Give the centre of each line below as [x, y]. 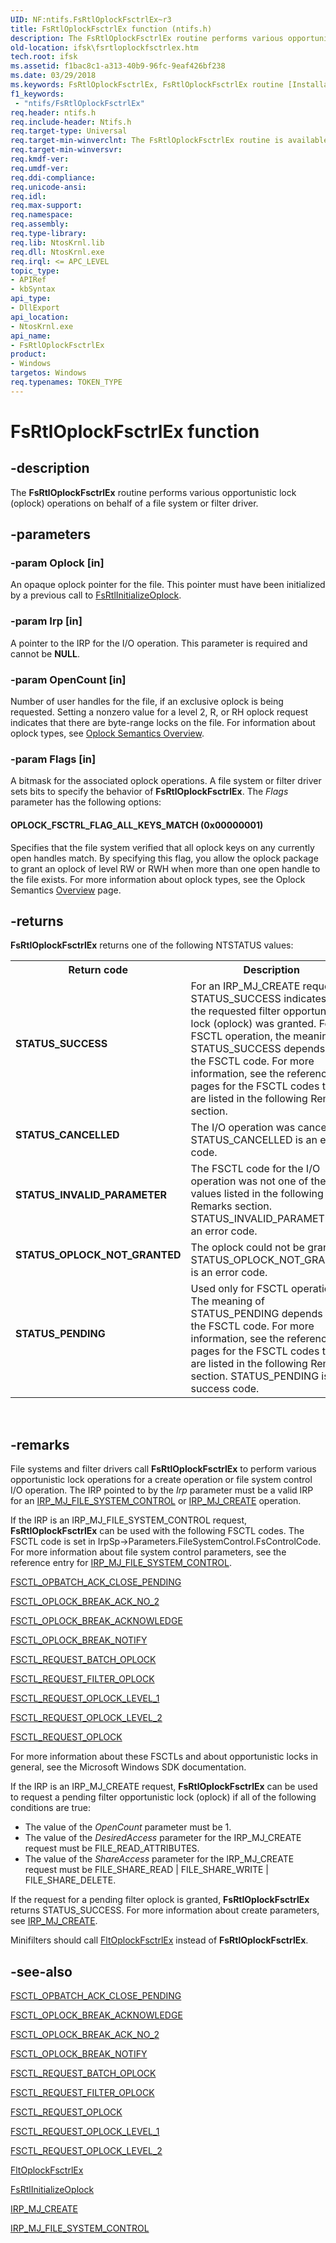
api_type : [31, 299]
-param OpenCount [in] [68, 679]
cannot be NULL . [45, 653]
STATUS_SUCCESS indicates [258, 999]
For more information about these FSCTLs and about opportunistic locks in [164, 1757]
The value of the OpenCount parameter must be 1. [128, 1827]
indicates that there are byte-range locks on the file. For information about [163, 723]
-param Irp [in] [46, 621]
